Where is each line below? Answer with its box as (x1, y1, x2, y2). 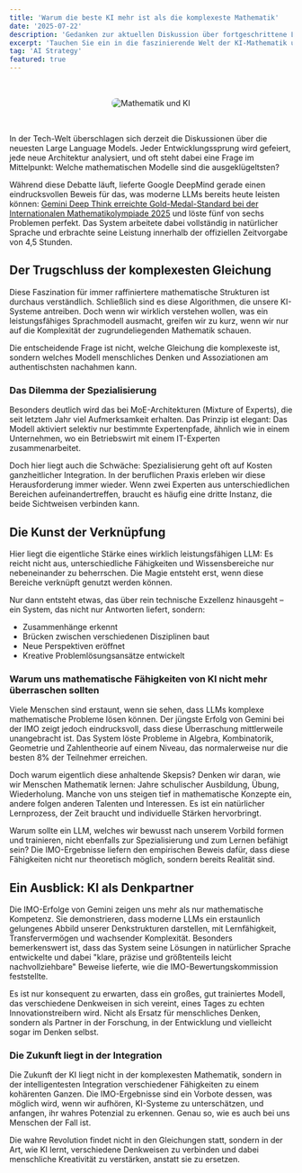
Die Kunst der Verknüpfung (9, 524, 166, 540)
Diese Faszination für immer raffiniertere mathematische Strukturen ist (9, 286, 270, 297)
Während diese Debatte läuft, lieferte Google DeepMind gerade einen (9, 179, 266, 190)
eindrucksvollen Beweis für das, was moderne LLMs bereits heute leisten (9, 189, 280, 199)
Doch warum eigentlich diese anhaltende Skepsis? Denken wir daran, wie (9, 770, 281, 780)
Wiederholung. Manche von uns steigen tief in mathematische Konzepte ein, (9, 789, 292, 799)
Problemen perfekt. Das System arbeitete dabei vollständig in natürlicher (9, 218, 279, 228)
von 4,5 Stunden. (9, 237, 73, 248)
